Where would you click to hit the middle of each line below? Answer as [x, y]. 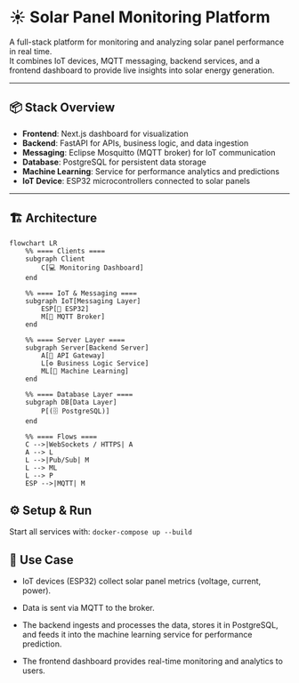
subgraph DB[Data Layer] [71, 402]
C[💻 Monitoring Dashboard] [93, 268]
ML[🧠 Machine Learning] [85, 371]
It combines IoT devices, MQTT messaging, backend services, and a [135, 60]
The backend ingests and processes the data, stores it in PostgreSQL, [150, 625]
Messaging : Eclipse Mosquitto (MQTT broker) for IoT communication [149, 152]
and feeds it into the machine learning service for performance [137, 635]
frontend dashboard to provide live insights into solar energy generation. [142, 70]
